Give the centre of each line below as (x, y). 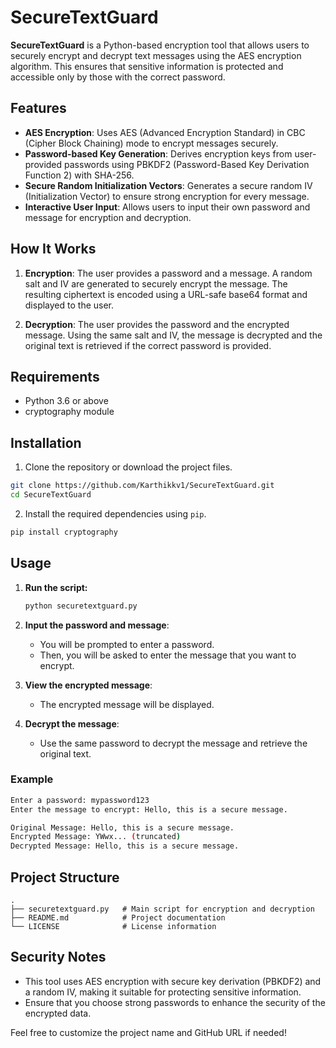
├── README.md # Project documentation (118, 917)
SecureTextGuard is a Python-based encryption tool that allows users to (160, 45)
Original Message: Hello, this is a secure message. (122, 827)
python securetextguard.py (81, 606)
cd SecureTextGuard (51, 495)
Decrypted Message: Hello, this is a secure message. (125, 846)
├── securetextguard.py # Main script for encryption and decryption (162, 909)
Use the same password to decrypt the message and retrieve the (173, 743)
